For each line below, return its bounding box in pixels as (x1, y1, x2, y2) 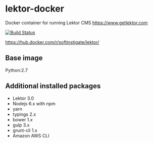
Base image (5, 54, 43, 62)
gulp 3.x (12, 122, 30, 128)
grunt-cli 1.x (12, 127, 38, 133)
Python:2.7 (5, 67, 28, 73)
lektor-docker (5, 3, 65, 15)
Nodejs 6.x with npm (12, 100, 56, 106)
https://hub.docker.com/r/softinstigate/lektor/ (5, 39, 99, 45)
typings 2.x (12, 111, 36, 117)
